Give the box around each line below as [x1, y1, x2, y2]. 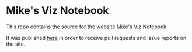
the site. [6, 40, 26, 47]
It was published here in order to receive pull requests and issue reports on [6, 34, 187, 41]
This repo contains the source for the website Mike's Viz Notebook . [6, 23, 168, 30]
